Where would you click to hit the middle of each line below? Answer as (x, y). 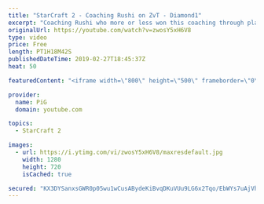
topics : (21, 124)
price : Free (27, 45)
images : (21, 145)
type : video (27, 37)
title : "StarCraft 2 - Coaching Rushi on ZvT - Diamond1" (105, 15)
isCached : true (47, 174)
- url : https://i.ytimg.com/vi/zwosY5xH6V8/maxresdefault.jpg (119, 152)
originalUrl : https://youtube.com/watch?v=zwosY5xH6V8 (100, 30)
